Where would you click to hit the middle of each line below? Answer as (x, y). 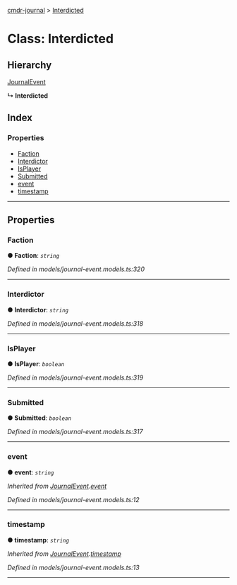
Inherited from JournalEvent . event (57, 486)
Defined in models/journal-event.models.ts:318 (75, 323)
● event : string (31, 472)
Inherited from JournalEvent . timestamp (65, 553)
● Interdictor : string (38, 309)
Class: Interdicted (61, 39)
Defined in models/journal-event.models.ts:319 (75, 377)
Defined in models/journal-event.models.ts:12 (73, 499)
